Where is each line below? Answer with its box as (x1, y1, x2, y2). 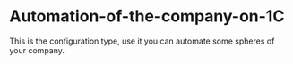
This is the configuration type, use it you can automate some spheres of (9, 36, 275, 46)
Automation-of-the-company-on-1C (9, 6, 285, 27)
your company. (9, 44, 65, 55)
